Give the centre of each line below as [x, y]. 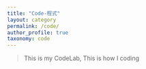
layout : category [32, 20]
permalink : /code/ [33, 26]
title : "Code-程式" [34, 13]
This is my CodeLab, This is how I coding [82, 58]
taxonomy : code [29, 39]
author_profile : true [38, 32]
